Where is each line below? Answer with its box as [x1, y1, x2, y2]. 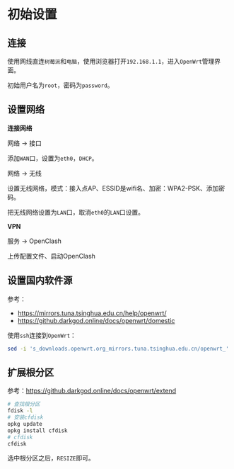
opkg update [7, 420, 42, 427]
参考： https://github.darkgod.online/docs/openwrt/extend [7, 387, 177, 395]
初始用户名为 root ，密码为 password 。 [7, 81, 114, 89]
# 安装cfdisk [7, 414, 44, 422]
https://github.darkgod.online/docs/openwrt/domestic [17, 316, 175, 324]
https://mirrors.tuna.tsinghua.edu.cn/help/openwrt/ [17, 309, 167, 317]
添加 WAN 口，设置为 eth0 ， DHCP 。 [7, 154, 98, 162]
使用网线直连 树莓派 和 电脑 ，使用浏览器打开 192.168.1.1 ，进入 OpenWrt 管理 [7, 57, 215, 65]
